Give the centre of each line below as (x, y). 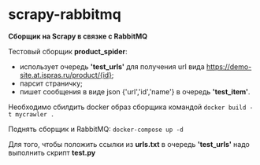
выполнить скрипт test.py (52, 152)
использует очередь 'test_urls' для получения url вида (112, 66)
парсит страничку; (51, 83)
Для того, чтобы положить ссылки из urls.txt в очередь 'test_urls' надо (129, 144)
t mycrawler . (32, 114)
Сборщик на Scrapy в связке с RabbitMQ (78, 36)
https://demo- (229, 66)
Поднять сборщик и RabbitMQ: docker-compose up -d (96, 129)
